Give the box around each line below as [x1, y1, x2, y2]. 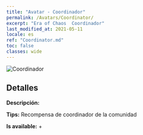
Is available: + [6, 122, 43, 130]
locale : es [6, 32, 34, 38]
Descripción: [6, 99, 40, 106]
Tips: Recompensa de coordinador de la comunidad [6, 111, 137, 118]
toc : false [6, 43, 34, 49]
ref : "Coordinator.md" [6, 37, 64, 43]
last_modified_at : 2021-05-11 [6, 26, 83, 32]
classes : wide [6, 49, 43, 55]
